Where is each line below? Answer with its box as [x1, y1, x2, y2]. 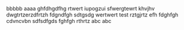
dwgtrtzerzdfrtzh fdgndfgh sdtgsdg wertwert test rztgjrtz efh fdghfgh [6, 11, 179, 18]
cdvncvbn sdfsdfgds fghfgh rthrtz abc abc [6, 18, 112, 24]
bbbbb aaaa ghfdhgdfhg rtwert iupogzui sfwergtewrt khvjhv [6, 5, 155, 12]
